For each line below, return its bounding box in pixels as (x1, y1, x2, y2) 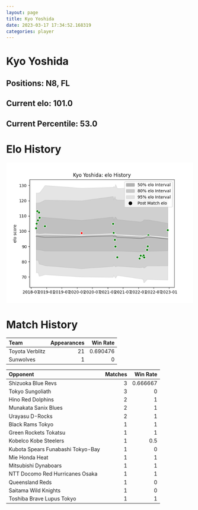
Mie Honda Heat (8, 454, 49, 461)
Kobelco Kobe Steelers (8, 437, 65, 445)
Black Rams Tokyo (8, 420, 54, 427)
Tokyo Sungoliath (8, 388, 52, 395)
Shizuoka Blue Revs (8, 379, 58, 387)
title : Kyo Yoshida (6, 15, 55, 22)
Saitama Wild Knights (8, 487, 61, 494)
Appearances (50, 339, 85, 346)
